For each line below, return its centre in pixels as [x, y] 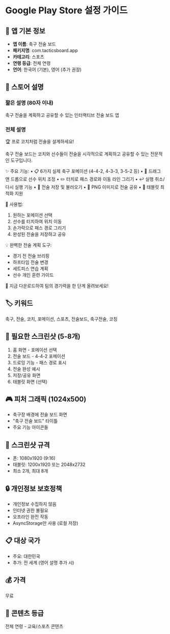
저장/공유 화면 [26, 375]
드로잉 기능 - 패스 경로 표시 [39, 362]
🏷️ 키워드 [19, 303]
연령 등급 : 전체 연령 [32, 63]
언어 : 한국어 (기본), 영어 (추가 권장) [47, 70]
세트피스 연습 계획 [30, 269]
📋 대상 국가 [23, 541]
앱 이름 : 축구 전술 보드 [34, 44]
